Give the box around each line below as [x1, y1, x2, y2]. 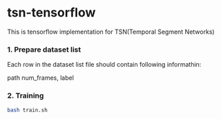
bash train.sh [7, 107, 48, 113]
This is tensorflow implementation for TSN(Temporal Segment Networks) [7, 28, 215, 36]
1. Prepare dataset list [7, 45, 81, 54]
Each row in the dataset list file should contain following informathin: [7, 61, 202, 69]
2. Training [7, 91, 44, 100]
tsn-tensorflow [7, 5, 96, 21]
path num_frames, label [7, 74, 75, 82]
